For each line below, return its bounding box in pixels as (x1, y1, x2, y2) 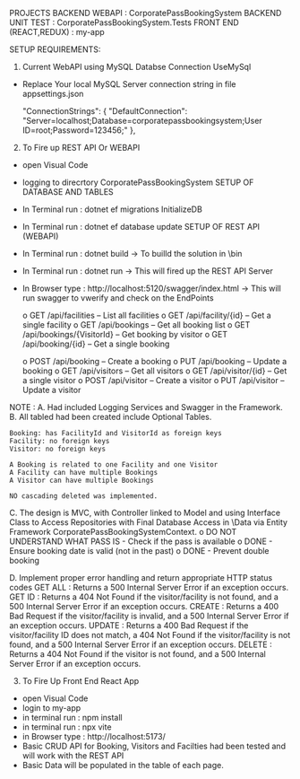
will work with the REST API (21, 750, 124, 761)
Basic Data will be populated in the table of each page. (21, 760, 224, 770)
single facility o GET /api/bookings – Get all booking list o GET (21, 319, 251, 330)
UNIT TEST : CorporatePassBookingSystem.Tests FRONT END (9, 17, 239, 28)
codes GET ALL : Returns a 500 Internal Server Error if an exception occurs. (9, 582, 289, 592)
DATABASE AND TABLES (21, 187, 114, 197)
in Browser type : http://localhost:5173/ (21, 731, 166, 741)
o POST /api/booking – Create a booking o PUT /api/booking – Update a (21, 356, 287, 366)
